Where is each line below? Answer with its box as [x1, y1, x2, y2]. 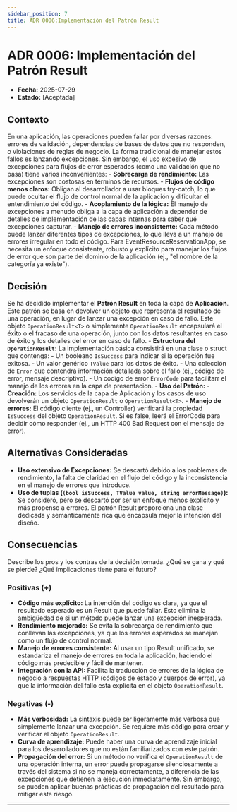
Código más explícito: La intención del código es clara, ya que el [17, 598, 207, 607]
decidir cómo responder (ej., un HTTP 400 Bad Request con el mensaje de [7, 419, 224, 428]
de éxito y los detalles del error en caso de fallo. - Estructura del [7, 337, 196, 345]
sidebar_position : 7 [7, 10, 68, 18]
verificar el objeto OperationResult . [17, 730, 120, 739]
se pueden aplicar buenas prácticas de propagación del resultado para [17, 782, 224, 791]
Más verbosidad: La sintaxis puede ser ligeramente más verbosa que [17, 715, 220, 724]
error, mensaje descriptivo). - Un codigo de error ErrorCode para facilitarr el [7, 374, 227, 383]
